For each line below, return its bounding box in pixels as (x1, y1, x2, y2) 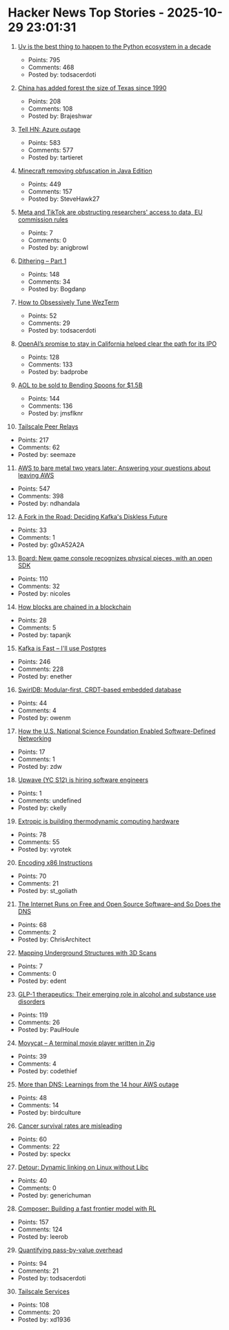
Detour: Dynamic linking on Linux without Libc (17, 1163, 149, 1171)
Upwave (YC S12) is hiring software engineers (17, 775, 149, 784)
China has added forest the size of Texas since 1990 (17, 84, 167, 92)
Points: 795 (28, 55, 61, 63)
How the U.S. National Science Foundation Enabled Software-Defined (17, 727, 216, 735)
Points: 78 (17, 830, 47, 839)
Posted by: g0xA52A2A (17, 540, 85, 549)
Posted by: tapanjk (17, 630, 72, 639)
